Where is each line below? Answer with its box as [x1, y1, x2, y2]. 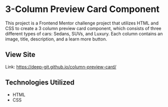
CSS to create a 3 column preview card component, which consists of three [5, 25, 161, 31]
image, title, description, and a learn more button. [5, 36, 107, 42]
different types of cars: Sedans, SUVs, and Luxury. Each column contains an [5, 30, 163, 36]
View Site [5, 50, 36, 59]
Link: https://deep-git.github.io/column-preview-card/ [5, 63, 117, 69]
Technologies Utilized [5, 78, 75, 87]
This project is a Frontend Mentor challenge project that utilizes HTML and [5, 20, 159, 26]
